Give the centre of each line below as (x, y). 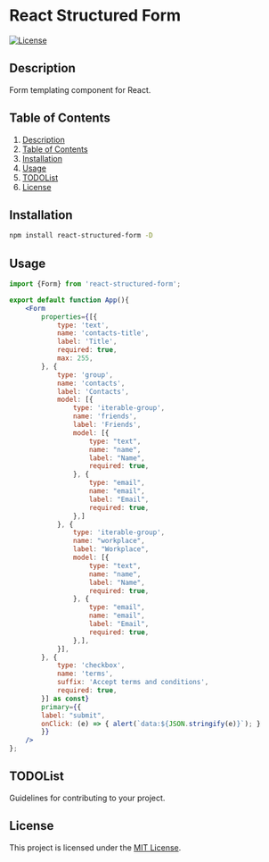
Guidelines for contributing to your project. (87, 798)
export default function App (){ (69, 300)
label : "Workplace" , (111, 549)
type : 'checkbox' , (91, 665)
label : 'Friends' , (107, 425)
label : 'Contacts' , (93, 391)
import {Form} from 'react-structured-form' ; (95, 284)
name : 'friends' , (105, 416)
